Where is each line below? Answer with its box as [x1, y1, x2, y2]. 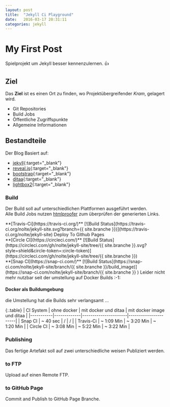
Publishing [5, 336, 32, 343]
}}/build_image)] [103, 264, 138, 270]
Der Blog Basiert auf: [5, 150, 49, 156]
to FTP [5, 360, 22, 367]
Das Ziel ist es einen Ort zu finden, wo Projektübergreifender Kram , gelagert [5, 91, 165, 96]
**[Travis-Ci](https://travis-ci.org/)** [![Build [5, 221, 99, 227]
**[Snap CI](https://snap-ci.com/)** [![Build [5, 258, 98, 265]
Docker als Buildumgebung [5, 286, 64, 292]
